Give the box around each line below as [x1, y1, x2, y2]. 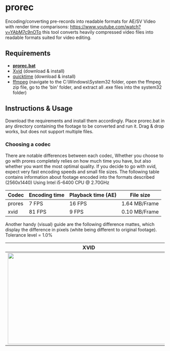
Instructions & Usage [5, 104, 73, 113]
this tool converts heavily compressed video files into [42, 29, 153, 35]
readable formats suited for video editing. [5, 34, 92, 41]
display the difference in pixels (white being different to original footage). [5, 226, 157, 232]
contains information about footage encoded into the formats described [5, 174, 155, 180]
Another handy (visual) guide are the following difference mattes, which [5, 221, 155, 227]
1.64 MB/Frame [121, 200, 159, 207]
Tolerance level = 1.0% [5, 232, 53, 238]
